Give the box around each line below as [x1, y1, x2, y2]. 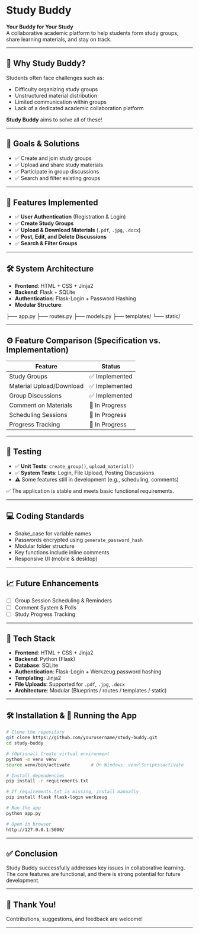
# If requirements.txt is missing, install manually [6, 789, 139, 795]
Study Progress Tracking [14, 611, 76, 618]
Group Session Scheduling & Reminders [14, 597, 113, 604]
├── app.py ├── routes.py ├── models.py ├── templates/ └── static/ [6, 313, 181, 320]
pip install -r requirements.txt [6, 778, 89, 784]
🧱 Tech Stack [6, 634, 56, 644]
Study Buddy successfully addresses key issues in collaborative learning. [6, 864, 185, 871]
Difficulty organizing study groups [14, 85, 98, 92]
